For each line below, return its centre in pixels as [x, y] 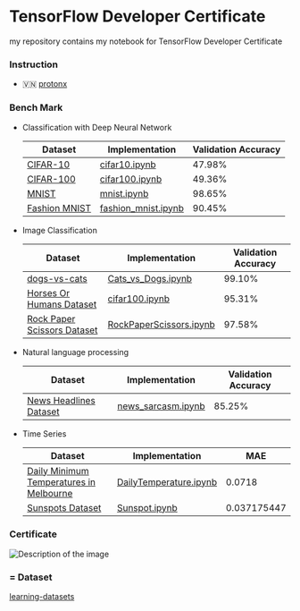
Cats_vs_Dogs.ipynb [150, 278]
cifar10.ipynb [128, 165]
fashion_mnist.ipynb [142, 208]
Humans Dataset [62, 304]
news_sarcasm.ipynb [161, 406]
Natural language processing [75, 352]
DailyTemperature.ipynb [167, 482]
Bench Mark [36, 107]
